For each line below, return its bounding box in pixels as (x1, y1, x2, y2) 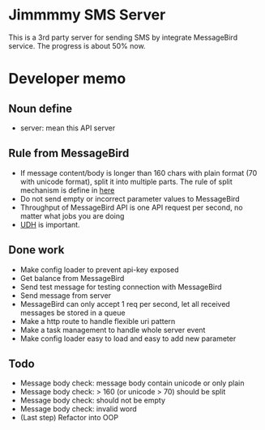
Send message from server (19, 290, 112, 300)
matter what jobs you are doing (19, 211, 125, 220)
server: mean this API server (19, 123, 116, 133)
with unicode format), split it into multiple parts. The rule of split (19, 177, 233, 186)
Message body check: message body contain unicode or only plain (19, 378, 245, 388)
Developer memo (8, 70, 126, 88)
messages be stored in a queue (19, 308, 126, 317)
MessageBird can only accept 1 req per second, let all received (19, 299, 231, 309)
